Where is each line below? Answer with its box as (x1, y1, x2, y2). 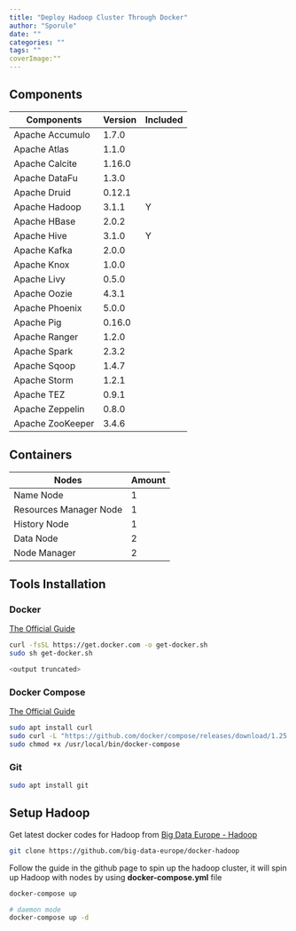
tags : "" (9, 46, 42, 55)
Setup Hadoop (9, 806, 90, 821)
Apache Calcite (13, 157, 78, 170)
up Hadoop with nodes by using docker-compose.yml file (9, 871, 222, 882)
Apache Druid (13, 186, 71, 198)
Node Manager (13, 546, 77, 559)
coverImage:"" (9, 54, 62, 63)
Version (103, 113, 137, 125)
